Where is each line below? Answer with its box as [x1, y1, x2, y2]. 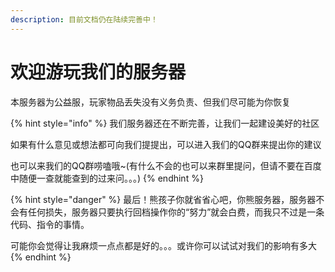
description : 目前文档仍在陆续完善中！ [10, 14, 158, 25]
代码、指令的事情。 [10, 218, 90, 230]
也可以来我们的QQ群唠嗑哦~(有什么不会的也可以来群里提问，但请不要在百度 [10, 159, 322, 171]
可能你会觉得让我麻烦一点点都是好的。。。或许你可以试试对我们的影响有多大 [10, 239, 317, 251]
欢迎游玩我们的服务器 [10, 61, 187, 83]
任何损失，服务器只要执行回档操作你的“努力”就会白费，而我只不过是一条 [27, 206, 325, 218]
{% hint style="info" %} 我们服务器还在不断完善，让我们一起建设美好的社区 [10, 117, 320, 129]
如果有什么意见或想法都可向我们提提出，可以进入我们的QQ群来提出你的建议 [10, 138, 322, 150]
